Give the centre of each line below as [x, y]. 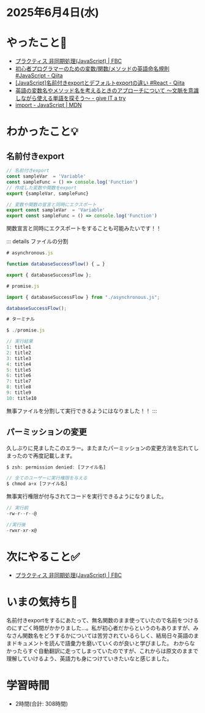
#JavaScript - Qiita [39, 76]
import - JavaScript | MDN [48, 105]
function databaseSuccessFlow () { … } [56, 264]
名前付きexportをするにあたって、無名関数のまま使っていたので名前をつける [102, 620]
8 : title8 [19, 387]
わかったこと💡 [42, 132]
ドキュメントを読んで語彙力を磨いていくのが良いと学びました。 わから [100, 643]
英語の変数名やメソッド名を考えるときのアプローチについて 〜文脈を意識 [107, 91]
